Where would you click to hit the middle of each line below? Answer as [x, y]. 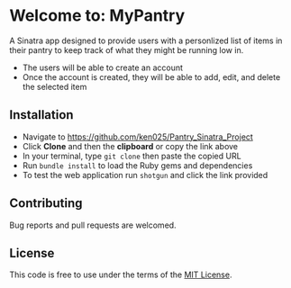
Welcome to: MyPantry [97, 16]
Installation [41, 115]
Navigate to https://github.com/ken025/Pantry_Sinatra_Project [138, 137]
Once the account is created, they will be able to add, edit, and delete [151, 76]
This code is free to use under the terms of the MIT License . [121, 274]
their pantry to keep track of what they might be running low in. [127, 49]
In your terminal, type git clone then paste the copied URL [132, 156]
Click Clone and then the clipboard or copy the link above [130, 146]
